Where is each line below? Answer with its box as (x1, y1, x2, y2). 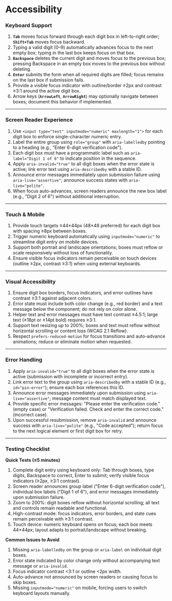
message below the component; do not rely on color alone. (12, 306, 137, 312)
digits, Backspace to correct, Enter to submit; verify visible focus (12, 472, 149, 478)
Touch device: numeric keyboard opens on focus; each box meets (12, 521, 153, 527)
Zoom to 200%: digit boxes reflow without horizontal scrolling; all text (12, 499, 160, 505)
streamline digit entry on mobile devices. (12, 239, 99, 245)
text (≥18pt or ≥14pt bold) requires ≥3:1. (12, 317, 97, 323)
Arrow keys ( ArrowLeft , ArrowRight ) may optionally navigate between (12, 93, 159, 99)
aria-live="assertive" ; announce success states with (12, 177, 128, 183)
